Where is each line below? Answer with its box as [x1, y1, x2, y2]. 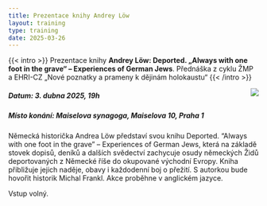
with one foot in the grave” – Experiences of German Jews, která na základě [8, 139, 257, 149]
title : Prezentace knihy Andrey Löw [8, 11, 130, 20]
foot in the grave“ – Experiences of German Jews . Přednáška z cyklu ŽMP [8, 64, 254, 74]
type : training [8, 26, 59, 34]
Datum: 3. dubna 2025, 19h [8, 91, 100, 100]
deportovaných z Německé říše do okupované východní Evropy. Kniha [8, 156, 238, 165]
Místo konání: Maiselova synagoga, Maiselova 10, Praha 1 [8, 111, 204, 120]
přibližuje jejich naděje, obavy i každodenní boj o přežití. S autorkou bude [8, 165, 248, 174]
